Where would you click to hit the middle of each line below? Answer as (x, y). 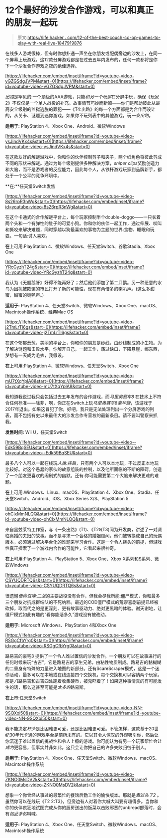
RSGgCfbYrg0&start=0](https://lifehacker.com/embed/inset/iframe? (74, 640)
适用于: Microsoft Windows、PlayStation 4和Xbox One (61, 625)
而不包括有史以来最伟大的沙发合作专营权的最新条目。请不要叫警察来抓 (85, 415)
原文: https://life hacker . (42, 37)
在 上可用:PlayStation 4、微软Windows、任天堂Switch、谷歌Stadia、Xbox (80, 246)
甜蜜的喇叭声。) (29, 295)
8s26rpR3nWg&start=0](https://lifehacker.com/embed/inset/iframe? (75, 201)
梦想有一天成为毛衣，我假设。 (36, 355)
